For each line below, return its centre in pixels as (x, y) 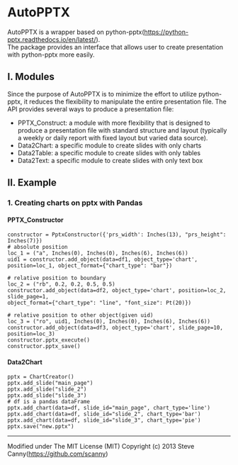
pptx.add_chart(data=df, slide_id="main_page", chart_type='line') (109, 408)
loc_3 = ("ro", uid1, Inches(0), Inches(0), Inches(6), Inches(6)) (109, 322)
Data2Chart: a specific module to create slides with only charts (109, 145)
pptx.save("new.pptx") (41, 427)
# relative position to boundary (57, 278)
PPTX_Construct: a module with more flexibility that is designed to (114, 123)
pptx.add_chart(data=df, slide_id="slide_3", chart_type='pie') (104, 420)
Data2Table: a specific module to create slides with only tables (109, 152)
